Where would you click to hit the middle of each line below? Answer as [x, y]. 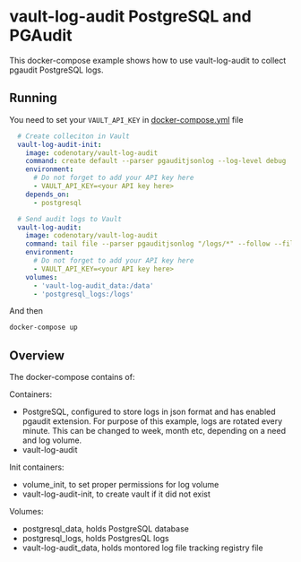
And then [26, 311]
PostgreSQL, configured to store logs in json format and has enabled [149, 412]
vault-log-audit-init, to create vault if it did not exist [116, 494]
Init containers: [37, 467]
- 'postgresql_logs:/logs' [83, 294]
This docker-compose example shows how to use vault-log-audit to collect [148, 60]
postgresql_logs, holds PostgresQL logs [95, 539]
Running [34, 98]
